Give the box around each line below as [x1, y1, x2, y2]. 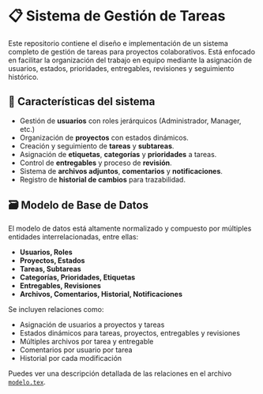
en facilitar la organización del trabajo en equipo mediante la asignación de [8, 55, 253, 65]
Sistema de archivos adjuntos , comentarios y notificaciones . [19, 166, 224, 175]
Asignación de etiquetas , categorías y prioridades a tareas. [19, 149, 217, 159]
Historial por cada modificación [19, 353, 122, 362]
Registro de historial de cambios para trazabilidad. [19, 174, 186, 184]
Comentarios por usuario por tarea [19, 345, 133, 355]
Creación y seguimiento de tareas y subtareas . [19, 141, 175, 151]
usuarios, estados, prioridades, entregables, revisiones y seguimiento [8, 63, 235, 73]
